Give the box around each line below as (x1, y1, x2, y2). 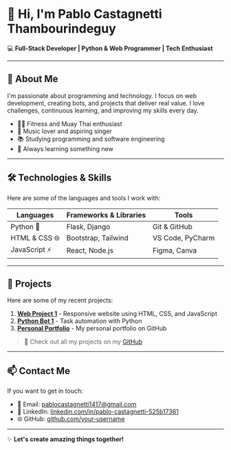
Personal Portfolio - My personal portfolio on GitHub (16, 324, 167, 333)
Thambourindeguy (7, 21, 117, 37)
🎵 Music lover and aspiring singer (16, 127, 112, 135)
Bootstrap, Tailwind (66, 233, 129, 242)
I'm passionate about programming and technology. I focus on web (7, 91, 197, 99)
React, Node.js (66, 246, 113, 255)
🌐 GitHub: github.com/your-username (16, 415, 125, 423)
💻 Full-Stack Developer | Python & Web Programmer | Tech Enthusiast (7, 44, 213, 52)
